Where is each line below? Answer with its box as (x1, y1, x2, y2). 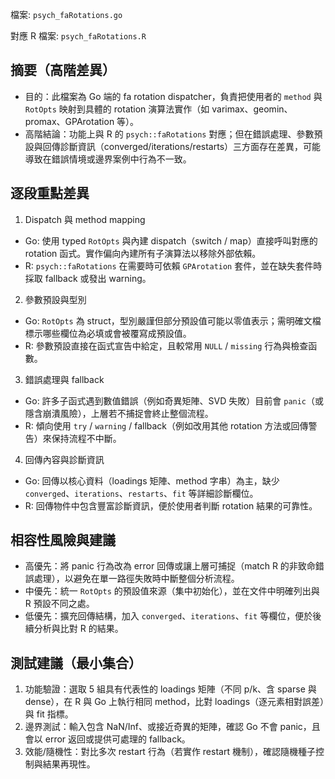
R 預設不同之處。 (24, 598, 95, 610)
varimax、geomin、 (211, 103, 293, 115)
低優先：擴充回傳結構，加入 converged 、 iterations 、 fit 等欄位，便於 (24, 610, 313, 622)
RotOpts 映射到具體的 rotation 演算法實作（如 (24, 103, 210, 115)
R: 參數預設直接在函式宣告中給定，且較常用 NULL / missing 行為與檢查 (24, 339, 309, 352)
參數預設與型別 (24, 293, 87, 305)
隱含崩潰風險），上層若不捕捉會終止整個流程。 (24, 407, 214, 419)
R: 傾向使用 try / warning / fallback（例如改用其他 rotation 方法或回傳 (24, 419, 309, 432)
